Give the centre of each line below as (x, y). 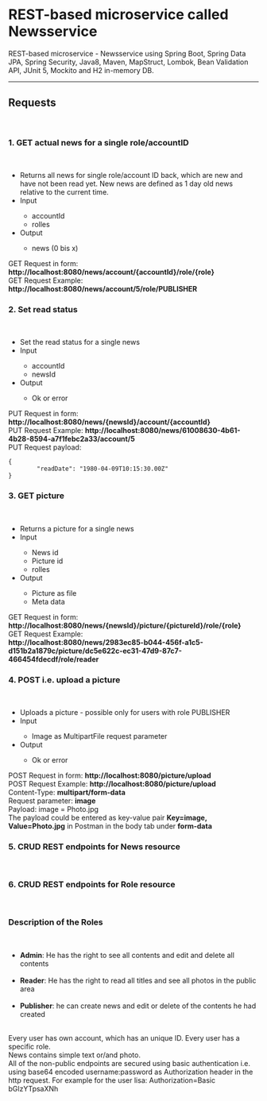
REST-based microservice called (118, 15)
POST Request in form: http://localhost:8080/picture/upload (110, 775)
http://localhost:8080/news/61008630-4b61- (163, 431)
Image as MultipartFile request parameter (99, 736)
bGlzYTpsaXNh (33, 1088)
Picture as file (54, 593)
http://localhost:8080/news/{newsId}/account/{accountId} (109, 422)
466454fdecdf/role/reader (54, 659)
